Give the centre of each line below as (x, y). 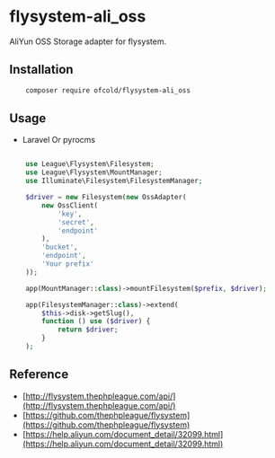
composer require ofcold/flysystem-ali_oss (108, 90)
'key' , (70, 214)
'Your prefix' (68, 264)
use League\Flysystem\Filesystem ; (90, 164)
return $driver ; (88, 330)
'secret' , (75, 222)
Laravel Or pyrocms (59, 140)
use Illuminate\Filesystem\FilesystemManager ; (114, 181)
